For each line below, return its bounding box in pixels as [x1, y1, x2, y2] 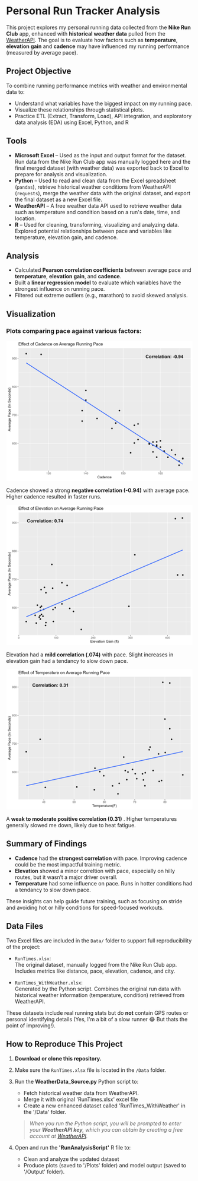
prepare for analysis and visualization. [14, 170, 108, 177]
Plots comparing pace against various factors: [6, 326, 142, 335]
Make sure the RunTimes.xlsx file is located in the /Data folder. [14, 1066, 167, 1074]
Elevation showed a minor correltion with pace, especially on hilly [14, 867, 176, 874]
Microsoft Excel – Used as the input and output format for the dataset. [14, 151, 186, 158]
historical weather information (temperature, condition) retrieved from [14, 991, 185, 998]
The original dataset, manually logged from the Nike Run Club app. [14, 961, 177, 968]
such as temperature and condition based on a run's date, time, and [14, 208, 180, 215]
